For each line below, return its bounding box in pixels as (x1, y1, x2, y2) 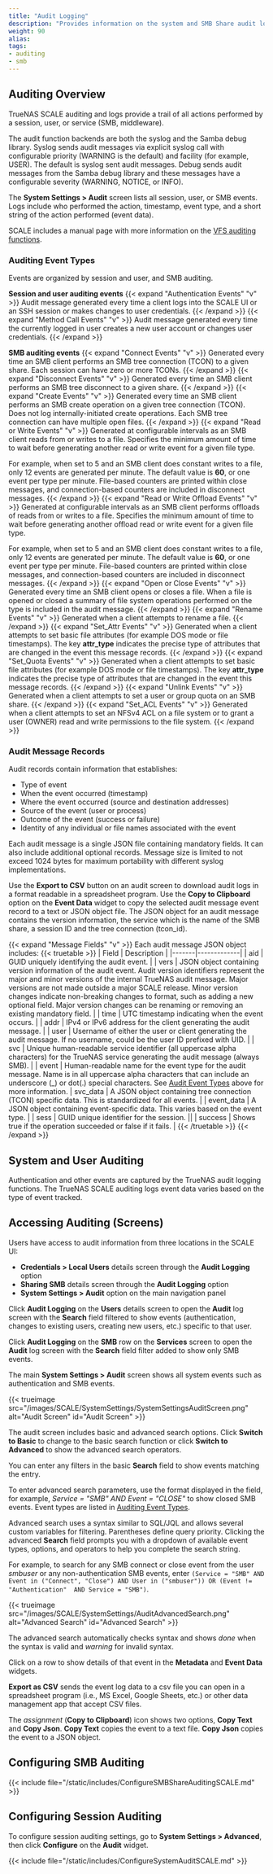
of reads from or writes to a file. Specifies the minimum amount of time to (8, 510, 254, 520)
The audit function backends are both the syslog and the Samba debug (8, 134, 247, 143)
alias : (8, 34, 31, 43)
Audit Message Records (8, 746, 106, 757)
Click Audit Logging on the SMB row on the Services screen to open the (8, 1337, 253, 1346)
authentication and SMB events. (8, 1378, 115, 1388)
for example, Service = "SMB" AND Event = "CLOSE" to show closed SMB (8, 1493, 256, 1503)
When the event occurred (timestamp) (19, 789, 149, 799)
